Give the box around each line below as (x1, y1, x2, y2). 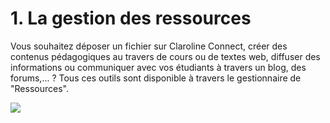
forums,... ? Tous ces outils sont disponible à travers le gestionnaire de (10, 72, 302, 84)
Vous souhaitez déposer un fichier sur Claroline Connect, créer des (10, 40, 288, 52)
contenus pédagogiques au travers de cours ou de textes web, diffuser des (10, 50, 321, 62)
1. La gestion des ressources (10, 7, 252, 30)
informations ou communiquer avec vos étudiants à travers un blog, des (10, 61, 307, 73)
